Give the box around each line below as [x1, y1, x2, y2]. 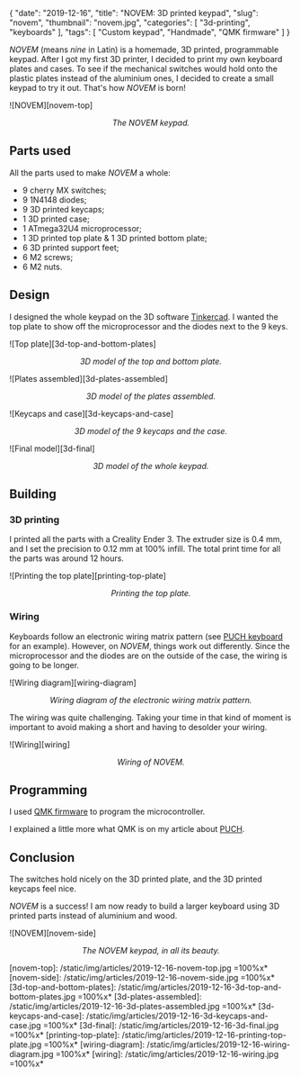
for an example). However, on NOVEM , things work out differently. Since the [9, 640, 290, 651]
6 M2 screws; [22, 251, 74, 262]
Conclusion [9, 850, 75, 865]
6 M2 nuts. [22, 261, 63, 272]
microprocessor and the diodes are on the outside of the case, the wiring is [9, 650, 287, 661]
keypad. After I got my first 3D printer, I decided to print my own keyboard [9, 54, 283, 64]
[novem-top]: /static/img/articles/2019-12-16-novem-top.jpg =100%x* [9, 963, 269, 973]
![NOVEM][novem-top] [9, 100, 93, 111]
